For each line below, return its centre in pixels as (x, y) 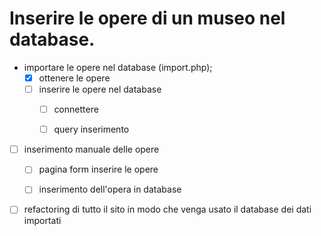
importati (42, 221)
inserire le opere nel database (100, 89)
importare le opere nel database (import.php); (118, 67)
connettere (76, 109)
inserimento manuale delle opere (91, 149)
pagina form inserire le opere (98, 169)
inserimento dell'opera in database (110, 189)
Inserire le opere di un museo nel (147, 18)
